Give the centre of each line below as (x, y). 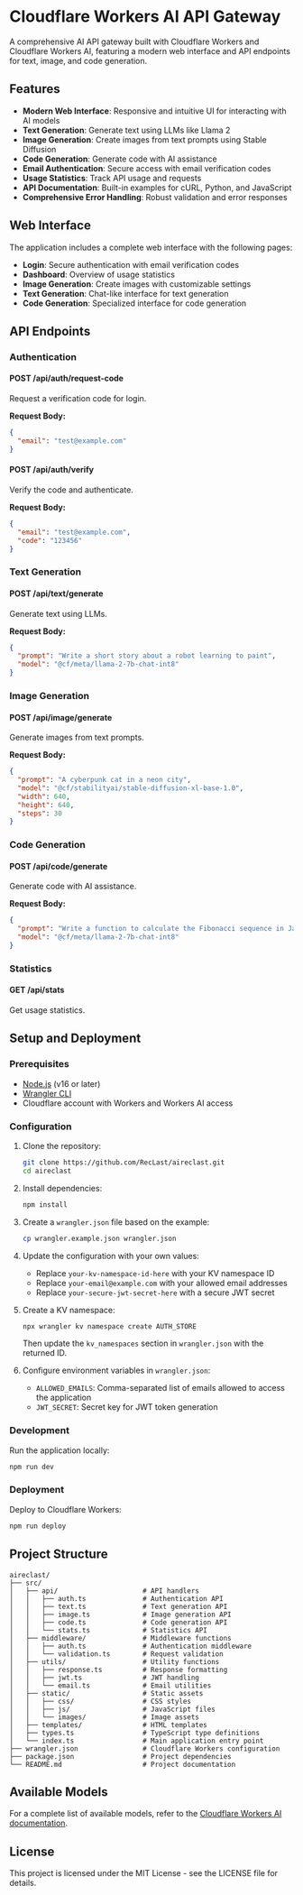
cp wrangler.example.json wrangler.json (99, 1238)
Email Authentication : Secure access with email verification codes (147, 168)
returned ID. (45, 1353)
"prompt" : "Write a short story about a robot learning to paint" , (147, 656)
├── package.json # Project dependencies (120, 1756)
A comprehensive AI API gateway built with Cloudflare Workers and (134, 41)
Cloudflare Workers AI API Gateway (145, 17)
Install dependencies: (62, 1188)
